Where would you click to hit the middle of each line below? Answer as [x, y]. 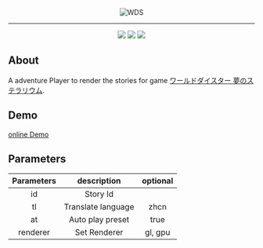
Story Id [99, 194]
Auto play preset [99, 220]
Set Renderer [99, 232]
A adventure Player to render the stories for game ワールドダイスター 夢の [128, 80]
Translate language [99, 207]
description [99, 181]
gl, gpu [157, 232]
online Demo [29, 134]
